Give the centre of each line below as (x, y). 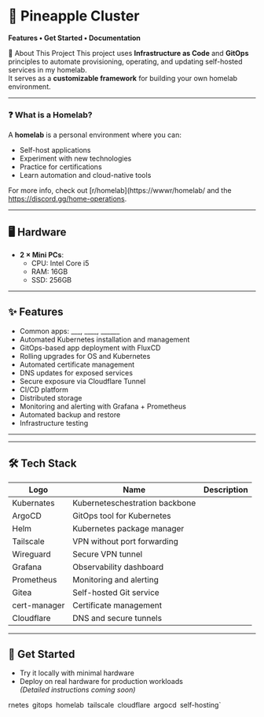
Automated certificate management (77, 364)
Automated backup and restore (70, 414)
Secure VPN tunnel (107, 554)
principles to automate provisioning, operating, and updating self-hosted (125, 61)
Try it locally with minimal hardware (77, 673)
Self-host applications (55, 150)
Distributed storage (51, 397)
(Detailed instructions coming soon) (77, 690)
